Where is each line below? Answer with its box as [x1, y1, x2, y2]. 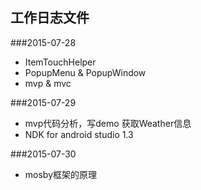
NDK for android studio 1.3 [24, 128, 134, 140]
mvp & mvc [24, 77, 72, 89]
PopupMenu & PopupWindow [24, 66, 147, 78]
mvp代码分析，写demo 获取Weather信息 [24, 117, 192, 129]
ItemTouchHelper [24, 56, 97, 68]
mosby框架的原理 [24, 168, 98, 180]
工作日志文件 [10, 9, 90, 27]
